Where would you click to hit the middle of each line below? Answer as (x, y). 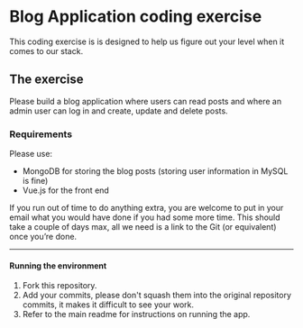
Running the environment (58, 265)
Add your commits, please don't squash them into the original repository (156, 296)
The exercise (46, 80)
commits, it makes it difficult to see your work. (108, 305)
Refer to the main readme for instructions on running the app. (136, 314)
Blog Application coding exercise (136, 17)
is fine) (35, 181)
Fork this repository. (60, 286)
